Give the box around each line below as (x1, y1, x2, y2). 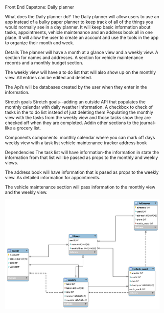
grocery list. (17, 125, 41, 131)
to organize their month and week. (5, 40, 74, 46)
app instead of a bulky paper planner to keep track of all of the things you (5, 19, 153, 25)
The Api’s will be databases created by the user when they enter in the (5, 84, 147, 90)
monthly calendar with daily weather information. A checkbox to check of (5, 104, 153, 110)
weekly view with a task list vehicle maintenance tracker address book (5, 140, 147, 146)
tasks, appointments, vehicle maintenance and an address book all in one (5, 30, 153, 35)
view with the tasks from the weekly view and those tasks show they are (5, 115, 151, 120)
